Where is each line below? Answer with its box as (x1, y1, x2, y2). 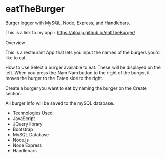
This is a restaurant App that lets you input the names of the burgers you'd (5, 49, 160, 55)
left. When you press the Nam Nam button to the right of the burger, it (5, 69, 150, 76)
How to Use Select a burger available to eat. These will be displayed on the (5, 64, 161, 70)
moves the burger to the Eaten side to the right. (5, 75, 103, 81)
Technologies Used (12, 110, 53, 116)
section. (5, 90, 22, 96)
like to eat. (5, 54, 27, 61)
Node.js (12, 137, 29, 143)
